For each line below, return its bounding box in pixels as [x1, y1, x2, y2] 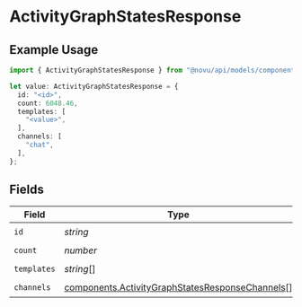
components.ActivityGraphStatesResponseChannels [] [64, 281, 293, 294]
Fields [9, 182, 45, 197]
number [64, 244, 97, 257]
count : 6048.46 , [17, 99, 78, 108]
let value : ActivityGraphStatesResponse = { [9, 82, 179, 91]
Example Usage [9, 42, 99, 57]
